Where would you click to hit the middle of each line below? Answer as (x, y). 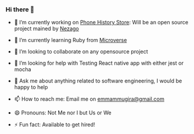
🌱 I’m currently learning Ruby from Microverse (70, 40)
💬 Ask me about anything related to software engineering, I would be (98, 81)
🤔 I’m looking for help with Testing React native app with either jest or (99, 63)
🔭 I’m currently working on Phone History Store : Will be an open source (101, 23)
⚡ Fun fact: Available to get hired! (55, 125)
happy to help (31, 87)
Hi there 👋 (20, 9)
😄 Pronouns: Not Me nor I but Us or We (63, 113)
